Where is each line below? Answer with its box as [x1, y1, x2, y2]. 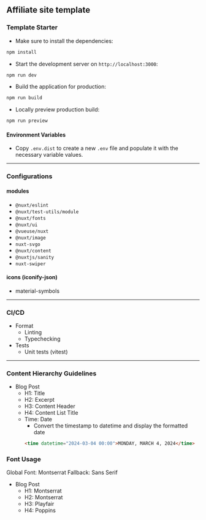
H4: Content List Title [24, 409, 78, 416]
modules [6, 187, 29, 195]
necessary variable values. [15, 151, 83, 159]
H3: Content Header [24, 402, 75, 410]
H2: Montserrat [24, 494, 63, 501]
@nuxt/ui [15, 222, 38, 228]
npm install [6, 49, 37, 55]
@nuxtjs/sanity [15, 254, 55, 260]
